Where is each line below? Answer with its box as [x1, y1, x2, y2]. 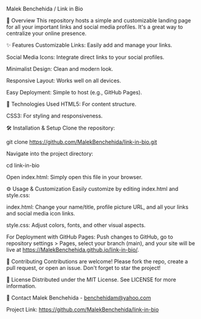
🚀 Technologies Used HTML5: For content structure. [6, 100, 137, 108]
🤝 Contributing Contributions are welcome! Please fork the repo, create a [6, 258, 188, 265]
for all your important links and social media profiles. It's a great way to [6, 24, 183, 30]
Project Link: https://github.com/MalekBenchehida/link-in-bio [6, 306, 159, 313]
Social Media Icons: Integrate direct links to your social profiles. [6, 54, 165, 61]
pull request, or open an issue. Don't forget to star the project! [6, 265, 161, 271]
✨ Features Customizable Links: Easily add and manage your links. [6, 42, 173, 48]
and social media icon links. [6, 210, 76, 217]
